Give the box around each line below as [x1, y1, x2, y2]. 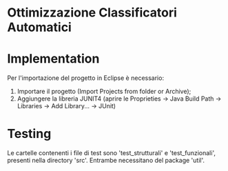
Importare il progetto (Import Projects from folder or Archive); [17, 88, 191, 96]
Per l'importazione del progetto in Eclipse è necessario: [7, 74, 164, 82]
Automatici [7, 19, 72, 35]
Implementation [7, 51, 100, 67]
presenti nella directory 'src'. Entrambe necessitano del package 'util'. [7, 157, 205, 165]
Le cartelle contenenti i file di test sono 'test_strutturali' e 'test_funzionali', [7, 149, 216, 157]
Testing [7, 126, 52, 142]
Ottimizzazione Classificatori [7, 5, 178, 21]
